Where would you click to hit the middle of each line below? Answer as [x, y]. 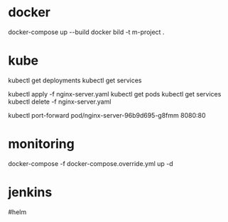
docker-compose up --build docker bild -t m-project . [86, 32]
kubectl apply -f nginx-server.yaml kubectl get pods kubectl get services [115, 94]
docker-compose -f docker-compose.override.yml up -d [91, 163]
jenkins [30, 192]
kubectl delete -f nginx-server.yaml [60, 101]
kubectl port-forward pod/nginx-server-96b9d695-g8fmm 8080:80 [107, 115]
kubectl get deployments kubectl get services [75, 80]
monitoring [42, 144]
